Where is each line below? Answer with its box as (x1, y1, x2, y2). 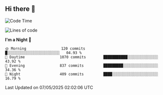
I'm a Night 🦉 (5, 37, 32, 42)
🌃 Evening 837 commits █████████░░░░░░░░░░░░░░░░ (5, 63, 159, 68)
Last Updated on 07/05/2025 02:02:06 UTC (5, 84, 94, 90)
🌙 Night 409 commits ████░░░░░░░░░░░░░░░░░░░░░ (5, 72, 159, 76)
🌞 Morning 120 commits (5, 46, 85, 51)
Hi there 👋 (5, 5, 36, 13)
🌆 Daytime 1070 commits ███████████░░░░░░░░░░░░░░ (5, 55, 159, 59)
